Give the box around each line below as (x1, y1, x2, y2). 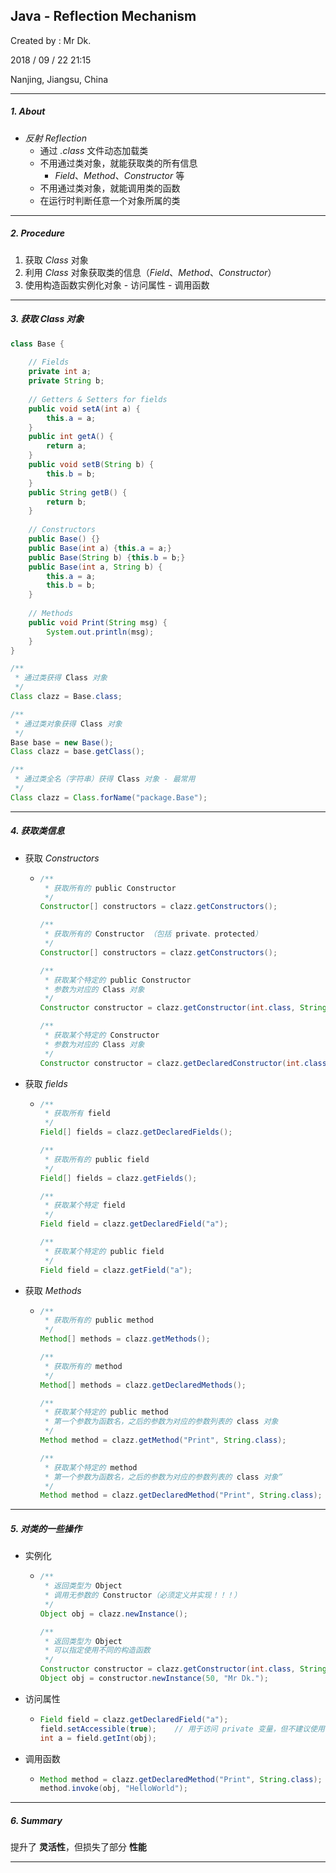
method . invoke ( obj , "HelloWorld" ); (39, 1784, 188, 1794)
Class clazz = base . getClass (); (10, 747, 145, 757)
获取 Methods (24, 1284, 82, 1296)
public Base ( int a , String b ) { (28, 562, 163, 572)
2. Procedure (10, 227, 66, 239)
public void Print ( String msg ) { (28, 617, 168, 628)
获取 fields (24, 1077, 68, 1089)
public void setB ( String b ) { (28, 460, 155, 470)
